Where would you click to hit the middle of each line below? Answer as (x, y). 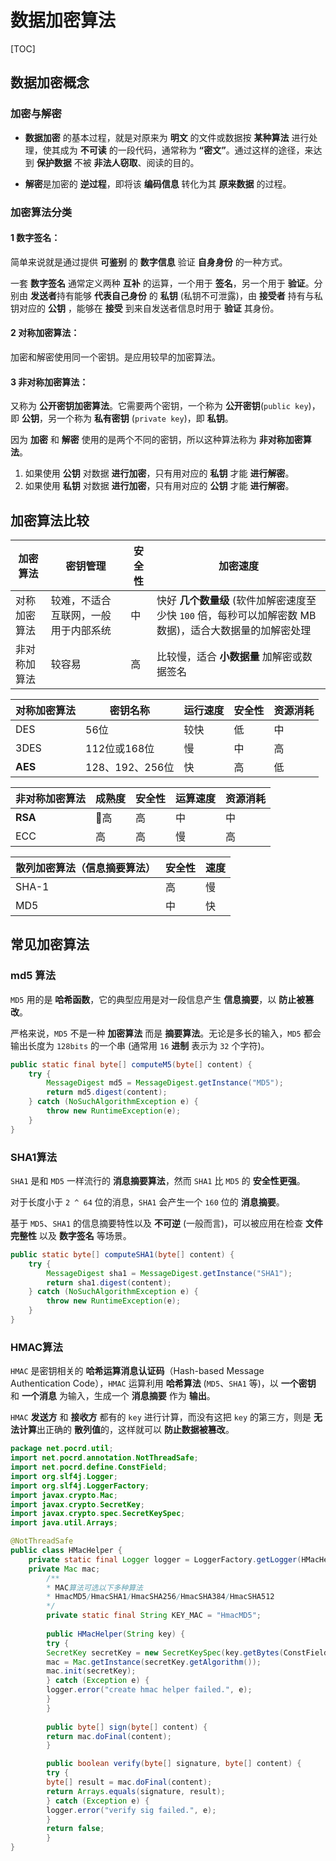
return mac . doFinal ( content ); (109, 1736)
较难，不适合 (81, 600)
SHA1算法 (34, 1157)
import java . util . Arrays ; (64, 1523)
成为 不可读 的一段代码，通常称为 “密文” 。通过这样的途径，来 (186, 150)
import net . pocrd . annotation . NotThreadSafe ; (104, 1458)
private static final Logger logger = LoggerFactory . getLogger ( (165, 1559)
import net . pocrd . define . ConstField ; (89, 1467)
